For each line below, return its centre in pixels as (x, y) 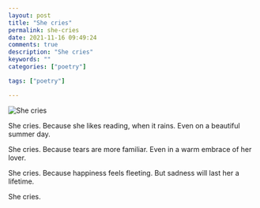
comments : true (33, 45)
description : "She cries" (51, 52)
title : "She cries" (40, 23)
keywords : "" (30, 60)
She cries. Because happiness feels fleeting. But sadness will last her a (124, 173)
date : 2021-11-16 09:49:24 (53, 37)
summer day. (30, 134)
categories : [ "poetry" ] (47, 67)
